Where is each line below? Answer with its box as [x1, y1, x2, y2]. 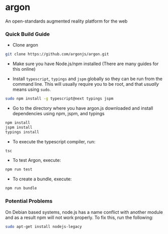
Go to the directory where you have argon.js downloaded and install [12, 105, 153, 111]
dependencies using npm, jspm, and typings [12, 110, 105, 116]
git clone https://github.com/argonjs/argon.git [5, 52, 109, 57]
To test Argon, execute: [12, 157, 61, 163]
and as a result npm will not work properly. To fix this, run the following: [5, 214, 153, 220]
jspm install [5, 125, 33, 130]
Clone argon [12, 42, 39, 48]
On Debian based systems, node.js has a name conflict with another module [5, 209, 163, 215]
